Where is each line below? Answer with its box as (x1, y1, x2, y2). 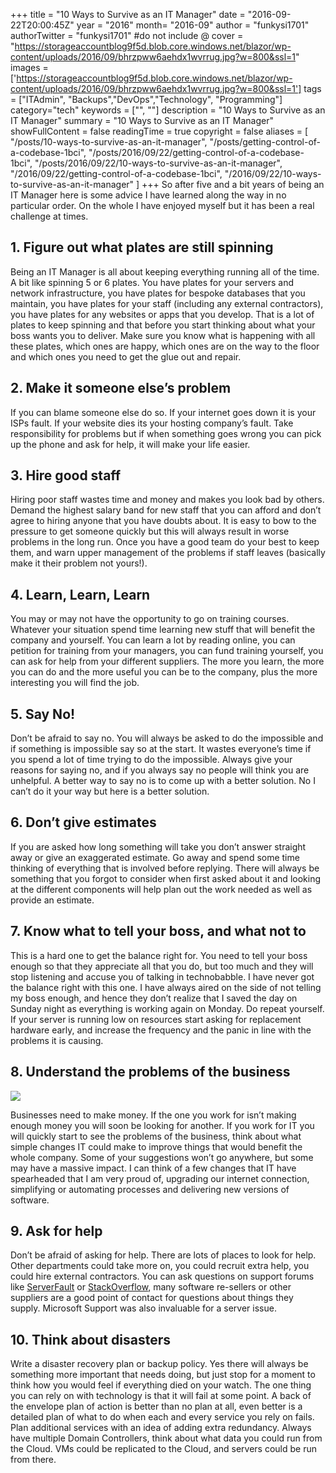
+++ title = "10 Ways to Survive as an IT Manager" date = (10, 9, 246, 20)
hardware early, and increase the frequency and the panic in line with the (10, 1024, 312, 1036)
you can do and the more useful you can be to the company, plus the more (10, 666, 318, 678)
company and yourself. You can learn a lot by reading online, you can (10, 634, 296, 646)
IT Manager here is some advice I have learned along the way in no (10, 189, 287, 201)
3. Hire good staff (10, 467, 122, 484)
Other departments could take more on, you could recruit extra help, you (10, 1260, 310, 1272)
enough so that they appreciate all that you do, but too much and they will (10, 960, 314, 972)
